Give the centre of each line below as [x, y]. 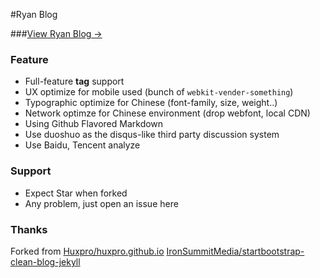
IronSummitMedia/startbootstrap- [235, 251]
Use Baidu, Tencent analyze [82, 145]
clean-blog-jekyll [45, 261]
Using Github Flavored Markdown [94, 124]
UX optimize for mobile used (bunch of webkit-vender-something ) [159, 92]
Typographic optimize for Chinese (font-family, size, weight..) [151, 103]
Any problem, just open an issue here [101, 203]
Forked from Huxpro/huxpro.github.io [87, 251]
